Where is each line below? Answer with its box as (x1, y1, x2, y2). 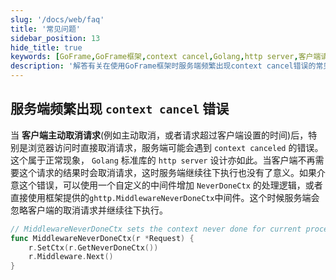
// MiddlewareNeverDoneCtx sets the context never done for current (10, 224, 302, 234)
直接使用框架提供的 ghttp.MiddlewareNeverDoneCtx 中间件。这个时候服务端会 (10, 191, 320, 203)
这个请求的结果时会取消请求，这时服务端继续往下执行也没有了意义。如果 (18, 166, 317, 178)
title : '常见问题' (10, 24, 82, 34)
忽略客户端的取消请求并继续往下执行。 (10, 204, 168, 216)
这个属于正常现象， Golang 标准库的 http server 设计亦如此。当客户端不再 (10, 154, 316, 166)
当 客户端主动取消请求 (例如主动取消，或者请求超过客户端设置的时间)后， (10, 129, 309, 141)
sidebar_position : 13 (10, 33, 101, 43)
